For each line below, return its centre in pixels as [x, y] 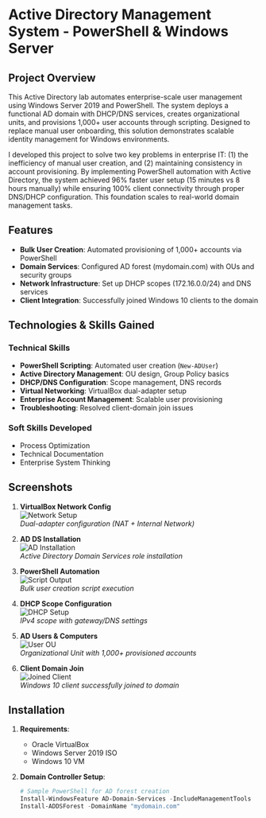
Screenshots [40, 487]
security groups [46, 275]
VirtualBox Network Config [65, 506]
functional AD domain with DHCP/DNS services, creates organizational [124, 114]
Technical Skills [39, 348]
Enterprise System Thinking [65, 462]
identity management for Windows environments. [89, 139]
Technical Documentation [62, 454]
